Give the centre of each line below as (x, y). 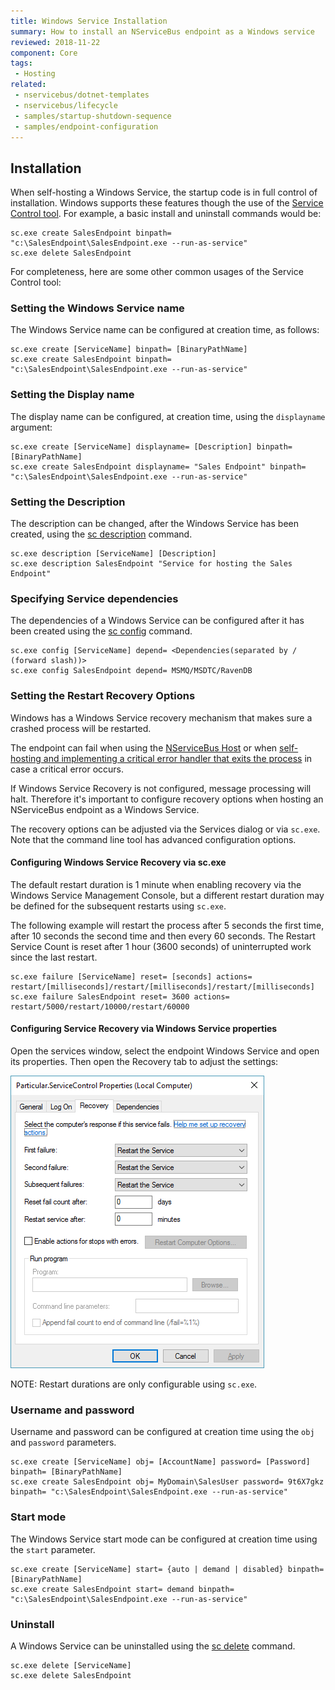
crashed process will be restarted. (81, 728)
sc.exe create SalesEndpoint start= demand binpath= (122, 1589)
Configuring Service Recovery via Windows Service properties (144, 1029)
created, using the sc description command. (101, 534)
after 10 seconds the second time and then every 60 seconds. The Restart (163, 936)
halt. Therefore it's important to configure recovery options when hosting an (167, 799)
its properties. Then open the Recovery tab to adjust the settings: (144, 1062)
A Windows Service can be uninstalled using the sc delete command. (153, 1646)
